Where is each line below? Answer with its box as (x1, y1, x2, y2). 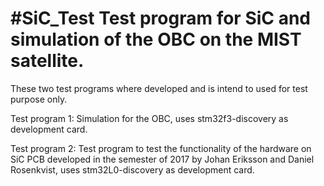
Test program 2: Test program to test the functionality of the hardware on (10, 142, 312, 154)
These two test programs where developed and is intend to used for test (10, 82, 308, 94)
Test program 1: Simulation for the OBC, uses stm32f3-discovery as (10, 112, 289, 124)
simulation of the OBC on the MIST (10, 28, 302, 51)
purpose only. (10, 93, 68, 105)
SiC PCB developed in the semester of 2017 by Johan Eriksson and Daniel (10, 153, 315, 165)
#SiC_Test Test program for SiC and (10, 7, 311, 30)
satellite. (10, 50, 85, 72)
